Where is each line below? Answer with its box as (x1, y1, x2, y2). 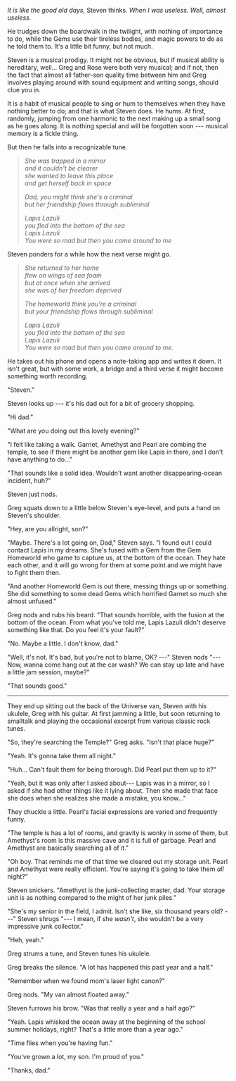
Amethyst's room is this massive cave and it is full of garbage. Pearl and (7, 836, 216, 844)
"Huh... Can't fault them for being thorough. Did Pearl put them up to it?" (7, 765, 216, 774)
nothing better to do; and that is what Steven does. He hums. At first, (7, 107, 206, 115)
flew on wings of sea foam (24, 271, 102, 279)
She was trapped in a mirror (24, 156, 107, 165)
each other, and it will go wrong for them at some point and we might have (7, 561, 223, 569)
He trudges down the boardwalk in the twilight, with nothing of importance (7, 27, 223, 35)
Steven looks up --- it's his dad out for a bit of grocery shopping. (7, 400, 195, 407)
